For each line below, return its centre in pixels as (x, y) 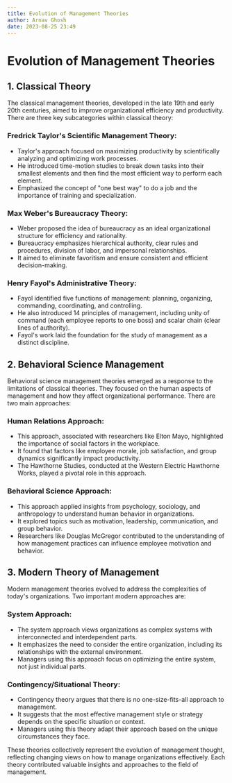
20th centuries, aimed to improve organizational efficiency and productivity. (116, 110)
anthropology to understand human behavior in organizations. (106, 514)
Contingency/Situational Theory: (64, 684)
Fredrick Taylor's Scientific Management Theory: (92, 136)
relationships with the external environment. (80, 651)
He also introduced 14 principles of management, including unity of (113, 313)
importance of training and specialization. (77, 195)
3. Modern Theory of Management (83, 572)
